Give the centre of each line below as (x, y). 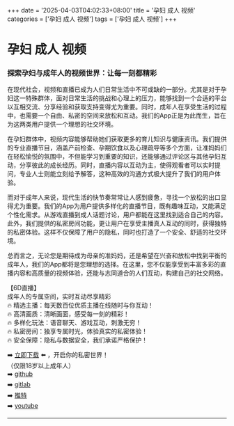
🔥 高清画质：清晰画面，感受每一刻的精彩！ (69, 314)
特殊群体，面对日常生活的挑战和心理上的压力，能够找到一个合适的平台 (126, 98)
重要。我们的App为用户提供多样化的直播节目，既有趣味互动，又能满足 (126, 206)
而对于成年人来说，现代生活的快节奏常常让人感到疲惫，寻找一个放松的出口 (114, 198)
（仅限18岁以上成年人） (41, 366)
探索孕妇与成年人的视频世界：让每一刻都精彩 (82, 73)
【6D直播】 (24, 288)
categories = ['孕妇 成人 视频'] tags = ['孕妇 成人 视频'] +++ (92, 19)
